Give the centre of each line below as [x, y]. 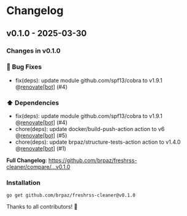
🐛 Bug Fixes [24, 67]
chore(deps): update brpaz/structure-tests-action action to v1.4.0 [98, 142]
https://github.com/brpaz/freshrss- [93, 160]
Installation [24, 183]
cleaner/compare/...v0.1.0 [38, 167]
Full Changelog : [27, 160]
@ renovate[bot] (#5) [41, 136]
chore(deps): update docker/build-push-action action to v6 [90, 129]
